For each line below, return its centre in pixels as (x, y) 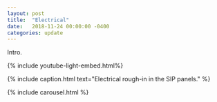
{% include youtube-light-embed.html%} (65, 65)
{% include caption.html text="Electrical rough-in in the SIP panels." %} (109, 79)
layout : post (26, 13)
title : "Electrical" (38, 20)
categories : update (35, 33)
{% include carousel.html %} (48, 92)
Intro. (15, 52)
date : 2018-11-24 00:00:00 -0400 (58, 26)
